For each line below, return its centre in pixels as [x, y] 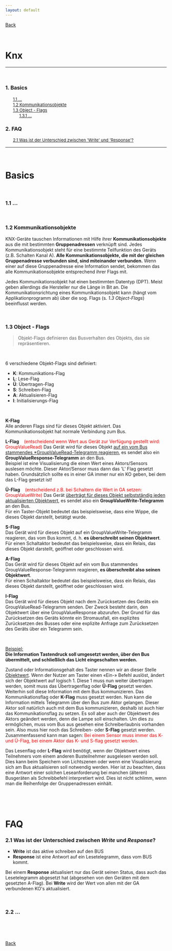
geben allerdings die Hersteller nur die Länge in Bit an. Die [67, 287]
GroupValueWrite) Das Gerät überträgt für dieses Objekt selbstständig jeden [85, 495]
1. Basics [16, 88]
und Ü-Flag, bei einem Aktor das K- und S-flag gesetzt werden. [72, 741]
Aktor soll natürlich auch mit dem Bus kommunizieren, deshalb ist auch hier [85, 708]
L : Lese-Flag [26, 379]
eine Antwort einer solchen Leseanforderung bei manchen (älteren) [76, 773]
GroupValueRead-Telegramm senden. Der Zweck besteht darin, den [77, 607]
